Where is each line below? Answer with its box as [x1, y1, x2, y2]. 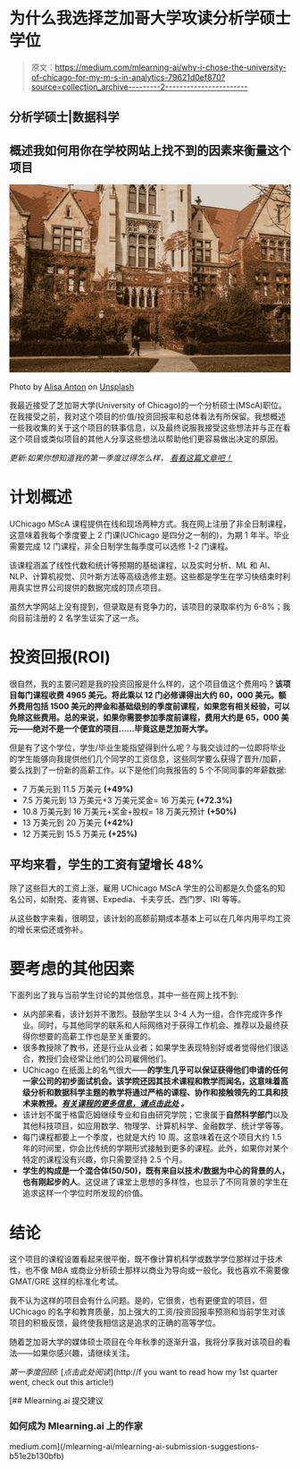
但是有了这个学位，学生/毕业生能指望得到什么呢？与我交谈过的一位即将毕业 [9, 742, 287, 753]
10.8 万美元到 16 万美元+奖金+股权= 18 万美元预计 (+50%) [21, 806, 237, 816]
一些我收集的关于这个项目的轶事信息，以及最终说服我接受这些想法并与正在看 [9, 422, 291, 432]
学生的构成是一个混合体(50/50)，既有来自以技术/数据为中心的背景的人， [21, 1166, 290, 1176]
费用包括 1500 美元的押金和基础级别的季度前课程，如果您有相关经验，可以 [16, 700, 290, 712]
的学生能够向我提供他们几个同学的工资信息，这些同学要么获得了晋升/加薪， [9, 753, 287, 764]
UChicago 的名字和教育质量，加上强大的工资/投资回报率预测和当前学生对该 [9, 1306, 286, 1317]
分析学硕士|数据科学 [9, 109, 120, 125]
